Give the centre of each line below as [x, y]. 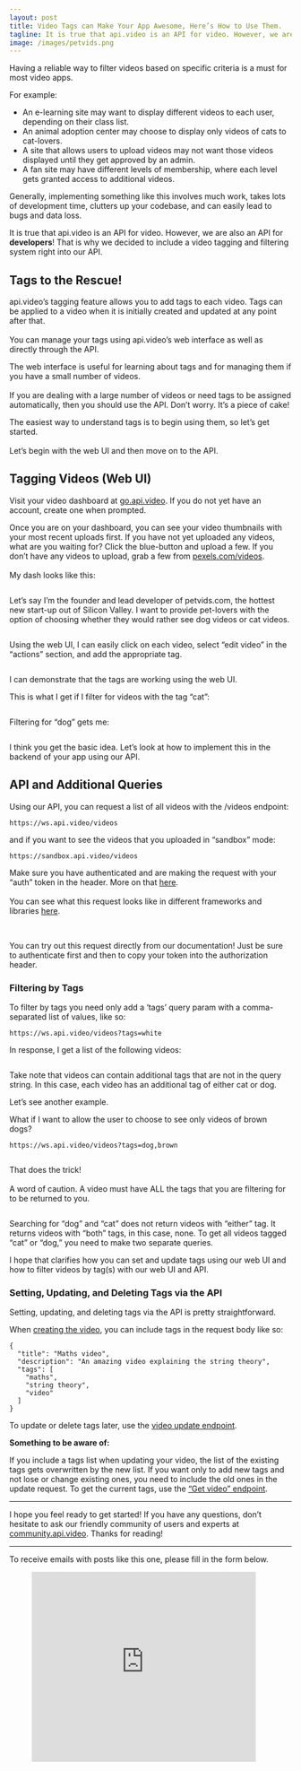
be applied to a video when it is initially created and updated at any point [143, 311]
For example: [34, 95]
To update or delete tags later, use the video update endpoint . [123, 1426]
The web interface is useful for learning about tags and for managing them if [150, 367]
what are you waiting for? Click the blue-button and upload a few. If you [142, 546]
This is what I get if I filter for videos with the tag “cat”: [110, 697]
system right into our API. [56, 252]
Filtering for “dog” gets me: [60, 722]
